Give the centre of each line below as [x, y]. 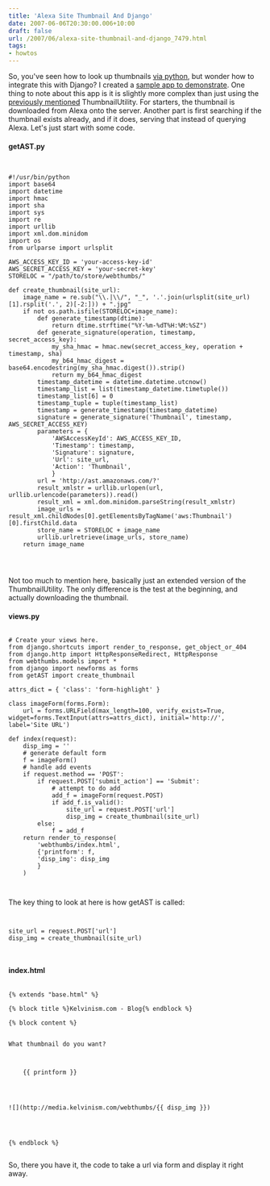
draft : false [30, 31]
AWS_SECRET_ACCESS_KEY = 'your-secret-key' [83, 269]
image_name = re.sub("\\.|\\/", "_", [86, 298]
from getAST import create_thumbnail [72, 676]
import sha [27, 206]
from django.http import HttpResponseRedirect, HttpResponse [113, 654]
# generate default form [64, 754]
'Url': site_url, [81, 460]
